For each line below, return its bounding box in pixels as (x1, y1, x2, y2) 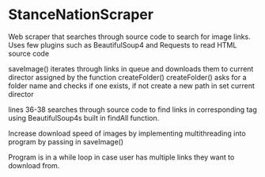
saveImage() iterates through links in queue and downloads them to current (8, 63, 254, 73)
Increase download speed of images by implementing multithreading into (8, 129, 247, 138)
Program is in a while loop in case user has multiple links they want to (8, 152, 235, 162)
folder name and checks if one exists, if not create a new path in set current (8, 81, 256, 90)
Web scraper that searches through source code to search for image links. (8, 32, 251, 41)
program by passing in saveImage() (8, 137, 124, 146)
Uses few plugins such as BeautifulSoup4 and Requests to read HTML (8, 40, 237, 49)
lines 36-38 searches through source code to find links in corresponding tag (8, 105, 257, 114)
